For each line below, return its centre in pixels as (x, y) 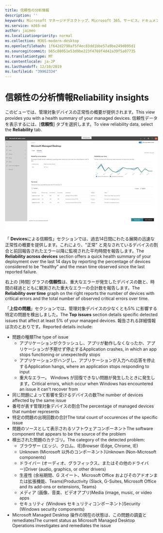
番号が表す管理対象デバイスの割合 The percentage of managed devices (83, 406)
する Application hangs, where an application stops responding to (84, 367)
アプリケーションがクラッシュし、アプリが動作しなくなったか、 (83, 343)
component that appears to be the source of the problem (69, 434)
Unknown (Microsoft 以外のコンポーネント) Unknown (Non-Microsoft (88, 452)
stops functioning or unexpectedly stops (60, 355)
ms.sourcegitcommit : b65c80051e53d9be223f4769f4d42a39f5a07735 (70, 51)
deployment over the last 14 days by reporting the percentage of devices (78, 261)
